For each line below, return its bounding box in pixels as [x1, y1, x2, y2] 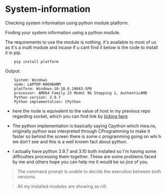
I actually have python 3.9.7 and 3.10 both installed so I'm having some [12, 148, 157, 154]
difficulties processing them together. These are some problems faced [12, 153, 157, 159]
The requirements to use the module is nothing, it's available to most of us [5, 39, 157, 45]
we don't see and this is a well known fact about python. [12, 138, 128, 144]
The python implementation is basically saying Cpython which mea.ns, [12, 123, 157, 129]
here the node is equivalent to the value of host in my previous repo [12, 108, 151, 114]
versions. [17, 174, 36, 180]
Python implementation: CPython [14, 99, 81, 104]
